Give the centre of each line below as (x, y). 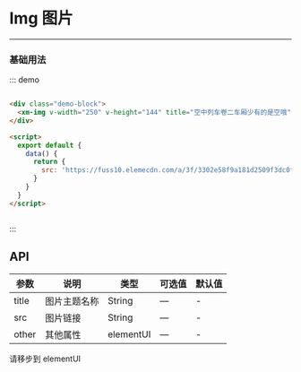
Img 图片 (41, 18)
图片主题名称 (72, 301)
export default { (50, 145)
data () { (42, 153)
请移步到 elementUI (45, 359)
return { (49, 162)
